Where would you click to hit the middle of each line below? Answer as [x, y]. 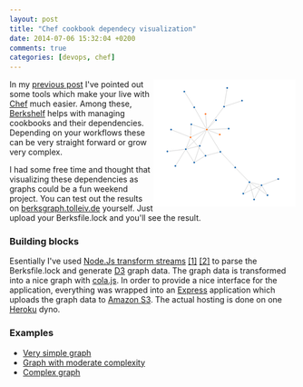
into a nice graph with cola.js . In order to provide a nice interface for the [144, 281]
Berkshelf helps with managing [67, 114]
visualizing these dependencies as [74, 179]
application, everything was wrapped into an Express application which [142, 290]
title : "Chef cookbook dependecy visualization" [103, 29]
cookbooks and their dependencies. [77, 124]
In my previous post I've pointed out [77, 84]
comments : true [38, 48]
